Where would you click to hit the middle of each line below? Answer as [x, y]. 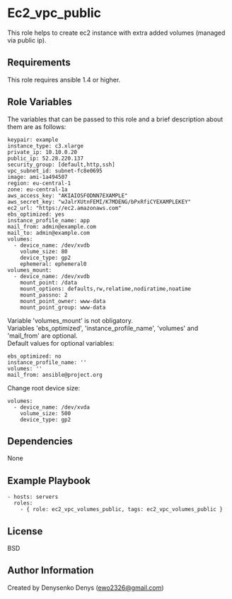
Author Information [51, 570]
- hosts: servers [33, 497]
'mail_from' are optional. [42, 336]
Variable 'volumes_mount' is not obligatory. [70, 320]
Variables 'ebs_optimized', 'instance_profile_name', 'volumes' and [103, 328]
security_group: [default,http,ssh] [61, 165]
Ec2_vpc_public [54, 13]
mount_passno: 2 [44, 295]
